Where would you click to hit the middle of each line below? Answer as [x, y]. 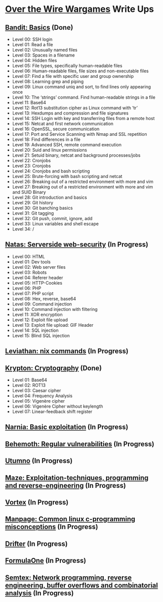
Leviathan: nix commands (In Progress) [67, 351]
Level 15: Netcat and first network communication [63, 123]
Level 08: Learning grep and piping [48, 81]
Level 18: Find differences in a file [46, 139]
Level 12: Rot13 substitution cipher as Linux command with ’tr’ [75, 108]
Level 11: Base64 [29, 102]
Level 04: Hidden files [35, 60]
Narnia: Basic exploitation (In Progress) [67, 427]
